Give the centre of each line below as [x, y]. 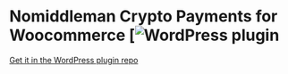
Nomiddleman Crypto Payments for [144, 16]
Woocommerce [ [72, 35]
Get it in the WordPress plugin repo [74, 60]
